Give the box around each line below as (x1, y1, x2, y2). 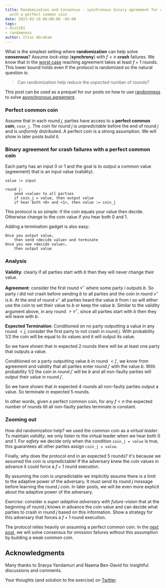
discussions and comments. (5, 567, 62, 573)
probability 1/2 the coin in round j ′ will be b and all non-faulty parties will (5, 369, 152, 375)
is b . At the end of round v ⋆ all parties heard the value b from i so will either (5, 296, 158, 303)
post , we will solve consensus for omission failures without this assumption (5, 529, 158, 535)
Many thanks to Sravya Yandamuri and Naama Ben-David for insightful (5, 562, 149, 568)
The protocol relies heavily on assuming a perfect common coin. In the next (5, 524, 159, 530)
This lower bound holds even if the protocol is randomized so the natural (5, 64, 153, 70)
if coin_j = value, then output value (14, 196, 94, 201)
